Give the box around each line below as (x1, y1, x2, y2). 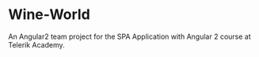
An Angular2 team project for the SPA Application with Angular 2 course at (8, 32, 251, 41)
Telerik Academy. (8, 40, 65, 49)
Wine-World (8, 6, 91, 24)
